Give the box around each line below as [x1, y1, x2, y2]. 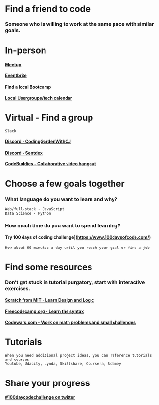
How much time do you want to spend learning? [5, 222, 121, 229]
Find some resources [5, 262, 92, 272]
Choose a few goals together [5, 178, 125, 189]
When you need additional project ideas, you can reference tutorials [5, 353, 152, 358]
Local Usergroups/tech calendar [5, 95, 72, 101]
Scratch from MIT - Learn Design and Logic [5, 297, 94, 303]
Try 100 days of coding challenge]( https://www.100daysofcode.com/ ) [5, 234, 151, 240]
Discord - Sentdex [5, 150, 43, 156]
